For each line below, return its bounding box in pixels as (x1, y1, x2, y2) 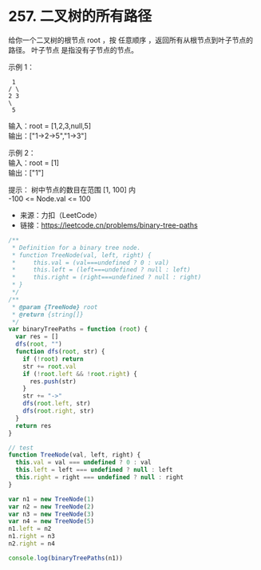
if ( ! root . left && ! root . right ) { (22, 370, 137, 378)
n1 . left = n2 (8, 524, 52, 533)
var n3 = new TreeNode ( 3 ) (8, 510, 94, 518)
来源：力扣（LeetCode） (19, 210, 101, 220)
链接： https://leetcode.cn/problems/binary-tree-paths (19, 220, 198, 230)
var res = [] (15, 333, 59, 341)
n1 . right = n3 (8, 532, 56, 540)
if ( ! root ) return (22, 354, 84, 363)
